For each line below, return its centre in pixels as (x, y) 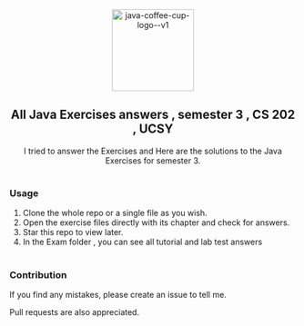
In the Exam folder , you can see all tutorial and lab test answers (142, 242)
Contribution (38, 274)
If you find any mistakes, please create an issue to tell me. (118, 294)
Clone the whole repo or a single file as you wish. (115, 213)
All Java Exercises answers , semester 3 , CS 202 (153, 115)
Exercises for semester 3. (153, 160)
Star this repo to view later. (73, 232)
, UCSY (153, 129)
